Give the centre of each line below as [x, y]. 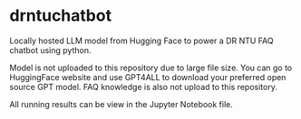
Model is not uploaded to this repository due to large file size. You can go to [151, 68]
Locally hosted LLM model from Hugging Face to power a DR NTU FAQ [141, 41]
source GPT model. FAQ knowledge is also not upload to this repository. [144, 87]
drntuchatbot [60, 16]
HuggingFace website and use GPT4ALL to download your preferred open [148, 77]
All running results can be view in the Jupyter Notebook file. [121, 104]
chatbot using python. [50, 50]
